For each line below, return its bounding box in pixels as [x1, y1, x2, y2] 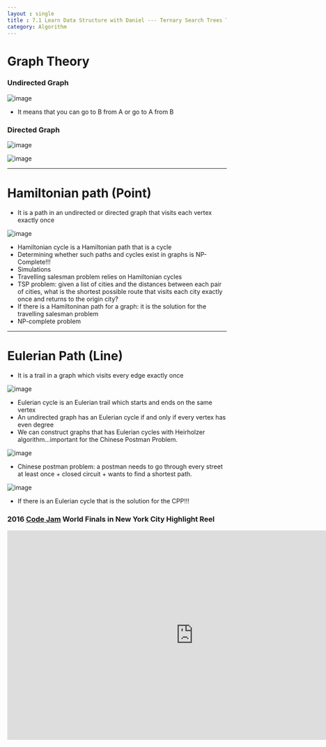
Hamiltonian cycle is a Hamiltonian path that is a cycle [17, 243, 172, 251]
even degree [17, 420, 54, 429]
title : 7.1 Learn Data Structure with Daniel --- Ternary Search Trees [7, 17, 223, 24]
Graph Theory [7, 53, 90, 69]
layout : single [7, 10, 54, 17]
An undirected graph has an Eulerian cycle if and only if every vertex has [17, 413, 226, 422]
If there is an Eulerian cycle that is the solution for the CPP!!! [17, 497, 190, 505]
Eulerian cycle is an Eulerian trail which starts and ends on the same [17, 399, 212, 407]
